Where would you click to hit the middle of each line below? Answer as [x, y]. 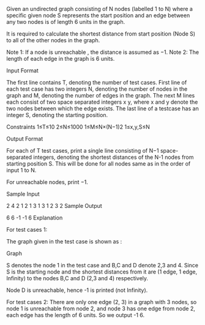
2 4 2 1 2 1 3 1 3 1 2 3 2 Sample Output [54, 206]
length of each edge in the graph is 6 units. [61, 59]
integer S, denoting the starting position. [57, 115]
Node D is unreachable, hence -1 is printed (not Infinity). [77, 290]
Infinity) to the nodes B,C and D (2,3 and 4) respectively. [77, 278]
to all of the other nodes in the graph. [53, 40]
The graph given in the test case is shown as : [64, 241]
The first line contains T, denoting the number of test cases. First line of [97, 82]
